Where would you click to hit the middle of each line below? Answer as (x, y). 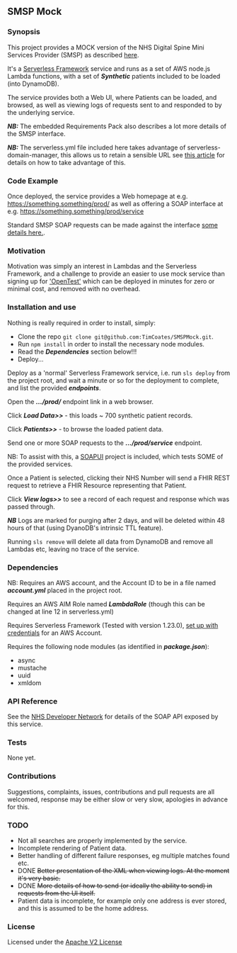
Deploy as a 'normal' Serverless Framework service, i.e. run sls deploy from (119, 373)
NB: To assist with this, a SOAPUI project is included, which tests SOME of (115, 456)
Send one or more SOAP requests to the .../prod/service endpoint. (105, 443)
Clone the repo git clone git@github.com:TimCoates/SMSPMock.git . (115, 337)
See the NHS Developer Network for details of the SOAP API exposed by (113, 717)
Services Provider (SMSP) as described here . (73, 55)
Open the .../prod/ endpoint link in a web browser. (81, 401)
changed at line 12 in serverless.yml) (61, 611)
